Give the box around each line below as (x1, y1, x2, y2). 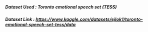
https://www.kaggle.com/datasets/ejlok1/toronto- (35, 16, 143, 22)
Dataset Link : (5, 16, 35, 22)
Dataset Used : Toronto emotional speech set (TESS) (5, 4, 117, 10)
